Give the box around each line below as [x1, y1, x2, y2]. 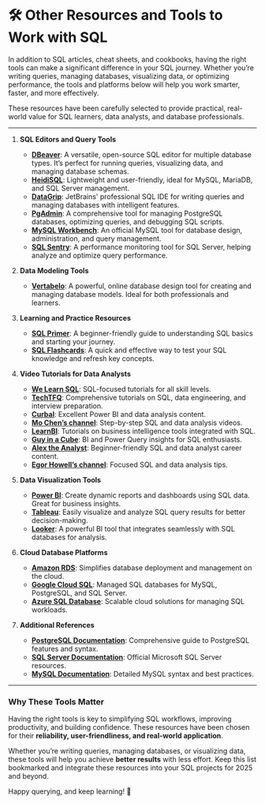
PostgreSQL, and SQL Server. [31, 588, 128, 597]
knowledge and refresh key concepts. [31, 353, 155, 363]
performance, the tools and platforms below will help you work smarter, [8, 80, 241, 89]
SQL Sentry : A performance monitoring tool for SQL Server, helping [31, 242, 252, 251]
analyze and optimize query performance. [31, 250, 168, 260]
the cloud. [31, 571, 65, 580]
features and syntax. [31, 644, 99, 653]
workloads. [31, 605, 69, 614]
